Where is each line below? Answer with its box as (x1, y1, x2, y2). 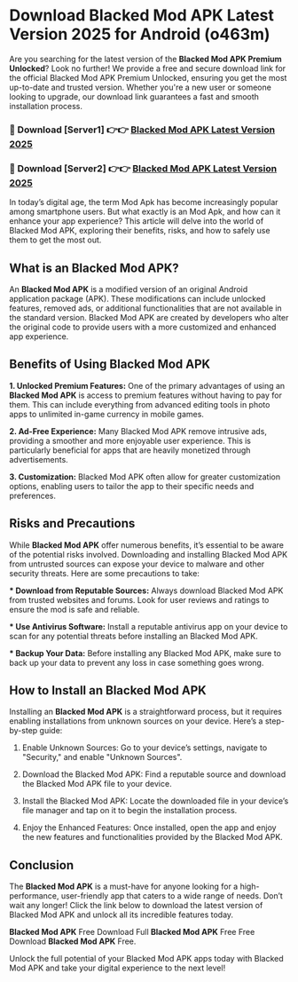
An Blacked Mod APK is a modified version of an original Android (9, 283, 248, 294)
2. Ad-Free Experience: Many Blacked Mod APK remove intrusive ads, (9, 425, 268, 436)
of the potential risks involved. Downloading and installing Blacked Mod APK (9, 549, 288, 559)
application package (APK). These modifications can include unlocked (9, 293, 266, 304)
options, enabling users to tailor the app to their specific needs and (9, 480, 255, 491)
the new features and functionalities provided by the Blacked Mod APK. (21, 832, 284, 843)
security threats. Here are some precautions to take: (9, 567, 200, 578)
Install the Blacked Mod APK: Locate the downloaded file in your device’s (21, 796, 289, 806)
